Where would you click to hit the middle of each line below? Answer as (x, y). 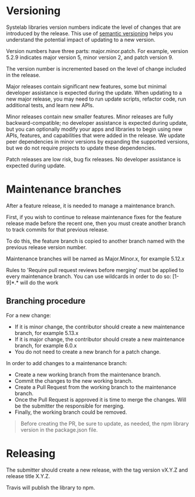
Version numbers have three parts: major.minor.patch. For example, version (97, 51)
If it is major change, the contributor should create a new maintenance (100, 339)
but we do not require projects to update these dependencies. (81, 148)
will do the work (39, 282)
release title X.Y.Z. (28, 476)
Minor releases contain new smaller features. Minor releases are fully (90, 117)
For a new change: (28, 315)
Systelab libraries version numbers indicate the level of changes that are (93, 27)
